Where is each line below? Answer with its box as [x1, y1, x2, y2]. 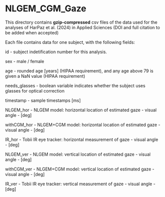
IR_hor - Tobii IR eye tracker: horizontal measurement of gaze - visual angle [5, 136, 159, 142]
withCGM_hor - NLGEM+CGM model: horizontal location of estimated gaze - [5, 122, 161, 128]
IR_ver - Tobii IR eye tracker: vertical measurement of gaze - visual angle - [5, 181, 156, 187]
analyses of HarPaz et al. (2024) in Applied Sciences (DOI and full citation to [5, 24, 160, 30]
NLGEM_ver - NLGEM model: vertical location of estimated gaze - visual [5, 151, 151, 157]
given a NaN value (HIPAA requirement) [5, 73, 85, 79]
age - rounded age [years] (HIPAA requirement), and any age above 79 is [5, 67, 154, 74]
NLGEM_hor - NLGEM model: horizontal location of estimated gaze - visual [5, 107, 157, 113]
